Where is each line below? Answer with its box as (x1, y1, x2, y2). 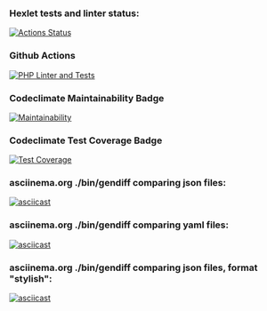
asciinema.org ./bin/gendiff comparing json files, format (9, 261, 258, 274)
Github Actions (9, 50, 76, 62)
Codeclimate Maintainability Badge (9, 92, 165, 104)
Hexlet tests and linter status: (9, 7, 140, 20)
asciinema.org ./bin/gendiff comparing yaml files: (9, 219, 230, 231)
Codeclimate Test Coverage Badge (9, 134, 163, 147)
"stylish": (9, 272, 53, 284)
